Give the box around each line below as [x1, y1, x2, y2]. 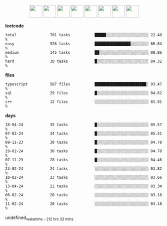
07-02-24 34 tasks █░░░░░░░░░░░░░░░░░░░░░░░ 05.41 [5, 131, 162, 136]
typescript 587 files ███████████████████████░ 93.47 [5, 82, 162, 87]
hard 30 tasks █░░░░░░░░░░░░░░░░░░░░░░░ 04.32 [5, 59, 162, 64]
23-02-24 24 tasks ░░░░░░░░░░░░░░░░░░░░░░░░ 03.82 [5, 166, 162, 171]
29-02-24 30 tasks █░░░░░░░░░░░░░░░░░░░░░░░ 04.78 [5, 149, 162, 154]
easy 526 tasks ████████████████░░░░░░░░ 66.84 [5, 41, 162, 46]
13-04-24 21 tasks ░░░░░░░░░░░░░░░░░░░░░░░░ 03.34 [5, 184, 162, 189]
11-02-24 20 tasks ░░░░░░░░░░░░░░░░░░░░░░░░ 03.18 [5, 201, 162, 206]
